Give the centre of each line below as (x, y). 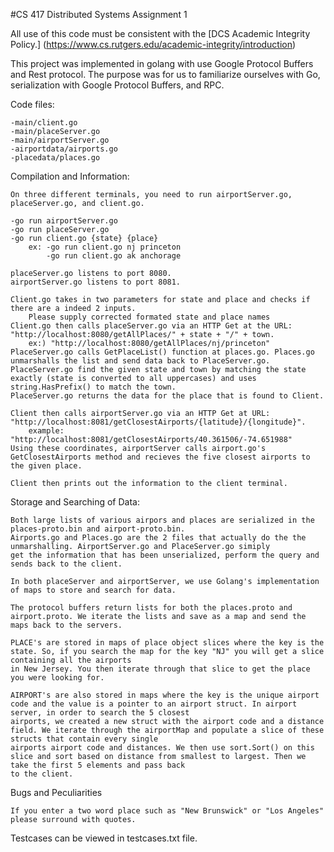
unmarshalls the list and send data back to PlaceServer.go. (140, 361)
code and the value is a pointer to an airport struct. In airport (154, 704)
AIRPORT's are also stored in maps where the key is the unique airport (165, 695)
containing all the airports (71, 660)
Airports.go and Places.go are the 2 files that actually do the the (158, 538)
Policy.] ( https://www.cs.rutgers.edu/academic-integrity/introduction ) (153, 44)
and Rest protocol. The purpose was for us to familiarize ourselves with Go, (165, 74)
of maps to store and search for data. (93, 590)
